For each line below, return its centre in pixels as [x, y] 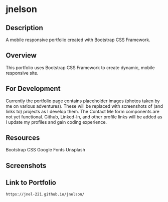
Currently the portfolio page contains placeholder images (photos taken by [83, 101]
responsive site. [22, 73]
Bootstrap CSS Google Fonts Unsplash [46, 150]
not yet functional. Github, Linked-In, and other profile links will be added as [84, 117]
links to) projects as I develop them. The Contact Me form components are [82, 111]
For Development [33, 89]
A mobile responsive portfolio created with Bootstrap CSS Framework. [78, 40]
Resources [23, 138]
